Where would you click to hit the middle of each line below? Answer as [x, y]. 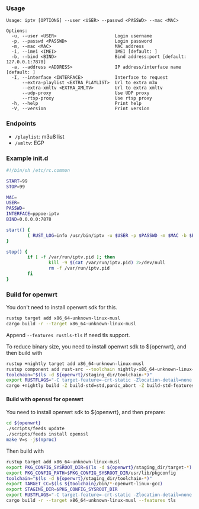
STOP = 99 [16, 187]
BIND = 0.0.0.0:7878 [29, 220]
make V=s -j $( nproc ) [32, 440]
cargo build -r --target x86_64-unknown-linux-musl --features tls [91, 501]
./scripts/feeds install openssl [47, 434]
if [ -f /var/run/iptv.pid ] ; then [71, 257]
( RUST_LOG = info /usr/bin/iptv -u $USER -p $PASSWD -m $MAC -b [107, 235]
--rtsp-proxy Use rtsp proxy [87, 98]
